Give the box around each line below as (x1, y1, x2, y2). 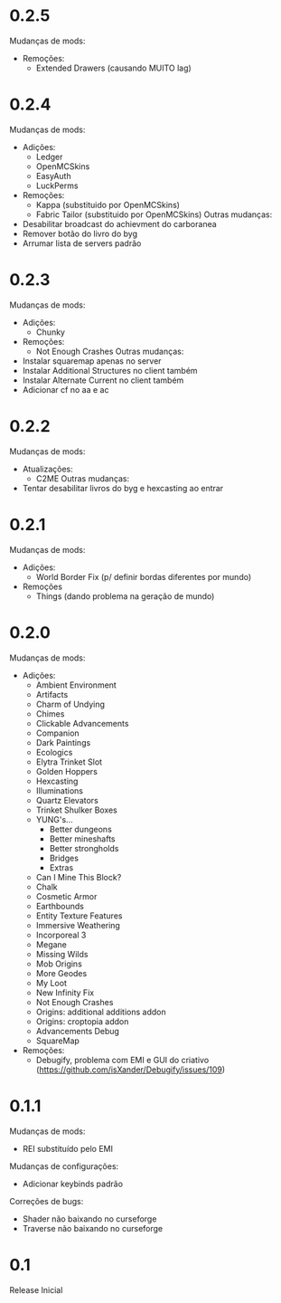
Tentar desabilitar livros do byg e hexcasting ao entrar (22, 482, 224, 493)
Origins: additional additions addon (35, 1006, 166, 1017)
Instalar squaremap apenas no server (22, 355, 162, 366)
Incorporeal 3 (35, 929, 87, 940)
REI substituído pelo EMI (22, 1143, 113, 1154)
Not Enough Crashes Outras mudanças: (35, 346, 184, 357)
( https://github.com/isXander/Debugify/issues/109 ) (35, 1064, 226, 1075)
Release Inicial (9, 1284, 63, 1295)
